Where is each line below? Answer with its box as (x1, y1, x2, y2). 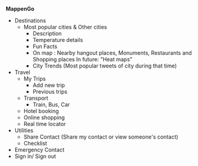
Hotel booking (23, 108, 59, 114)
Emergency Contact (14, 146, 65, 153)
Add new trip (32, 81, 65, 89)
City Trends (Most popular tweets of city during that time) (32, 62, 177, 69)
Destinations (14, 17, 46, 24)
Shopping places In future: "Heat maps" (32, 56, 133, 63)
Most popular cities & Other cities (23, 24, 108, 30)
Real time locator (23, 120, 66, 127)
